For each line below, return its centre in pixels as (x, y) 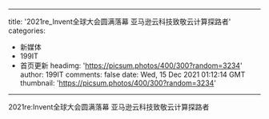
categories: (27, 30)
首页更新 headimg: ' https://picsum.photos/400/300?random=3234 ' (131, 65)
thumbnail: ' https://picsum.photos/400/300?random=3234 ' (118, 83)
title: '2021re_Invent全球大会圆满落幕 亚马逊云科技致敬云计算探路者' (120, 22)
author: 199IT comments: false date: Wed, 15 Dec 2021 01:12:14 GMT (132, 74)
